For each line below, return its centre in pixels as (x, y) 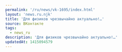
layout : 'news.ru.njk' (29, 14)
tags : (11, 28)
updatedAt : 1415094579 (29, 42)
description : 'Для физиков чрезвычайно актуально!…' (62, 38)
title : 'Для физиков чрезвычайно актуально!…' (55, 19)
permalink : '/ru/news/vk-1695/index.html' (50, 10)
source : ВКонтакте (24, 24)
